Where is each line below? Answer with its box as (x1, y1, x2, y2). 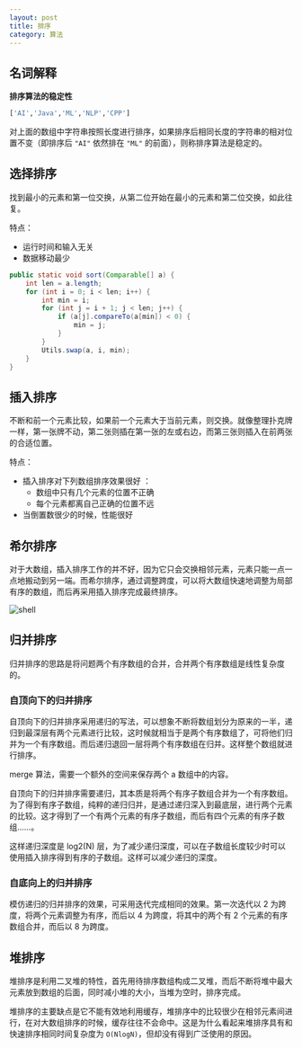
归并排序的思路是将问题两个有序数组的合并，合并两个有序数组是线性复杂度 (9, 658, 285, 669)
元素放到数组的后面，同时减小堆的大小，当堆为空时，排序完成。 (9, 987, 245, 998)
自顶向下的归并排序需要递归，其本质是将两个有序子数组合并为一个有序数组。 (9, 788, 293, 799)
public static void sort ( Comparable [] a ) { (9, 271, 175, 280)
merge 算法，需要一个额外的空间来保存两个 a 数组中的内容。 (9, 769, 234, 780)
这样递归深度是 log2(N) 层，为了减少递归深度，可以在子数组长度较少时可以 (9, 841, 286, 852)
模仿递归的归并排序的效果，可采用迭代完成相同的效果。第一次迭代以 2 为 (9, 899, 279, 910)
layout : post (9, 13, 58, 22)
